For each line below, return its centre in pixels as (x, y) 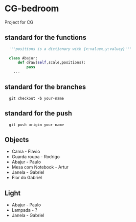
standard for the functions (45, 38)
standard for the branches (45, 87)
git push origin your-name (36, 125)
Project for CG (19, 22)
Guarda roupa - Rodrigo (35, 157)
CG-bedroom (32, 9)
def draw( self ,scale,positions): (52, 63)
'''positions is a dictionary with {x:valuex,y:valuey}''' (70, 49)
